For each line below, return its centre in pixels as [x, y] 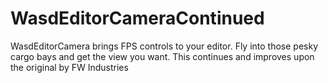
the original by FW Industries [69, 67]
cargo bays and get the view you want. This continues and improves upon [162, 56]
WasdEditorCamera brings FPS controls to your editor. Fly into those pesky [164, 46]
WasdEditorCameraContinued [137, 18]
